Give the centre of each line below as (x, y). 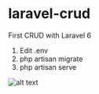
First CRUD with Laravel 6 (50, 35)
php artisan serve (48, 67)
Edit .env (34, 50)
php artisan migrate (51, 59)
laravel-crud (49, 14)
